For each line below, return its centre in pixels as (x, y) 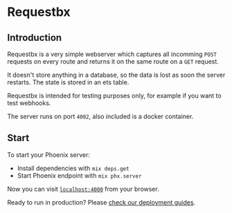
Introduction (35, 38)
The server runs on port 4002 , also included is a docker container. (100, 116)
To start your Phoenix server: (48, 155)
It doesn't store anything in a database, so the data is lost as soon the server (116, 75)
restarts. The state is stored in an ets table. (68, 82)
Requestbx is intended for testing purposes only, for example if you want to (114, 95)
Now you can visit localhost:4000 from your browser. (83, 189)
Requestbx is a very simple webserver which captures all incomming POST (112, 54)
